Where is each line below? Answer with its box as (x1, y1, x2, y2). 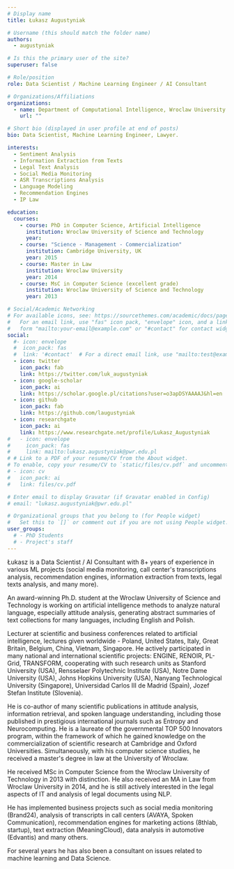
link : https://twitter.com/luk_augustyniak (19, 371, 148, 378)
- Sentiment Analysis (13, 151, 77, 158)
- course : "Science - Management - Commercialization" (19, 242, 182, 248)
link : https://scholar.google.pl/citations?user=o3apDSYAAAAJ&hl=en (19, 390, 223, 397)
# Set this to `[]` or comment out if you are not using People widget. (7, 519, 229, 526)
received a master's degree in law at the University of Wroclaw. (7, 754, 189, 762)
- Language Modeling (13, 183, 73, 191)
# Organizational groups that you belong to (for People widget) (7, 512, 201, 520)
